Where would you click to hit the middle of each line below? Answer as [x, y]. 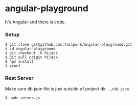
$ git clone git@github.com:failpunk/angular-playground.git [69, 45]
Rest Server [19, 78]
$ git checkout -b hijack [31, 53]
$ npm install [20, 62]
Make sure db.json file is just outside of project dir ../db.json [67, 88]
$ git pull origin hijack [31, 57]
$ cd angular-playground [30, 49]
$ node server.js [23, 98]
